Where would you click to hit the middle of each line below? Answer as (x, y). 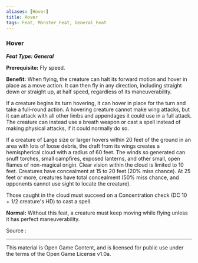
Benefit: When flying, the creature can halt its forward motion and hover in (97, 79)
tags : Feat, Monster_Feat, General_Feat (57, 22)
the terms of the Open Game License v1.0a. (59, 254)
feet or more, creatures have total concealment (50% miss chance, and (93, 177)
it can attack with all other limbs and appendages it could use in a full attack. (99, 115)
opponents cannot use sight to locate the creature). (69, 183)
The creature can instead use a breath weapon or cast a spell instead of (93, 122)
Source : (16, 230)
